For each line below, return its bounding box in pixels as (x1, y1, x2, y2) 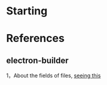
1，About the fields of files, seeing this (6, 72, 101, 79)
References (6, 32, 65, 45)
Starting (6, 4, 48, 18)
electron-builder (6, 55, 69, 65)
